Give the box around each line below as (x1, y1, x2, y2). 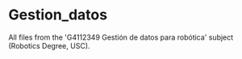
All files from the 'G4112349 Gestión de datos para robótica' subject (8, 32, 234, 42)
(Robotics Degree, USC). (8, 40, 90, 50)
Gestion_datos (8, 6, 107, 24)
